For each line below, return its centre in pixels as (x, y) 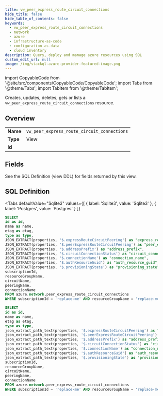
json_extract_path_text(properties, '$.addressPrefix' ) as (66, 339)
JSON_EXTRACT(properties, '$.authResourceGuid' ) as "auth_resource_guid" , (82, 263)
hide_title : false (24, 14)
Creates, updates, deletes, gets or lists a (45, 98)
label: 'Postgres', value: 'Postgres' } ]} (43, 208)
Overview (20, 118)
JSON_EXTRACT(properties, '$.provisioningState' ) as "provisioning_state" (82, 267)
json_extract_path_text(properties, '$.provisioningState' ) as (70, 357)
